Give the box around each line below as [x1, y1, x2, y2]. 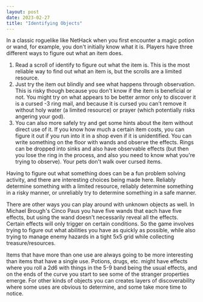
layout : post [6, 8, 39, 15]
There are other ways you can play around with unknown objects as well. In [6, 201, 195, 208]
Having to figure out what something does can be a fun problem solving [6, 170, 186, 177]
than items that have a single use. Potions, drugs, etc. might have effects [6, 258, 188, 265]
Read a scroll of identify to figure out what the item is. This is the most [15, 61, 190, 69]
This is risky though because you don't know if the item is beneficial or [15, 87, 192, 95]
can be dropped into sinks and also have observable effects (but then [15, 145, 189, 152]
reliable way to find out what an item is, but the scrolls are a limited [15, 68, 182, 75]
